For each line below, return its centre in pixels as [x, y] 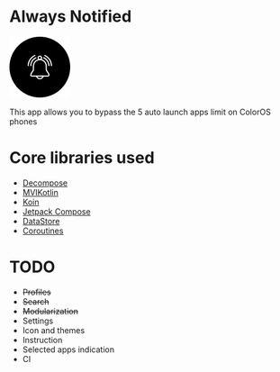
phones [23, 121]
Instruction [42, 340]
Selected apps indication [68, 349]
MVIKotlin [40, 192]
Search [36, 301]
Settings [38, 321]
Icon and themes [54, 330]
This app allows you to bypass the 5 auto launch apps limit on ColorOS [140, 112]
